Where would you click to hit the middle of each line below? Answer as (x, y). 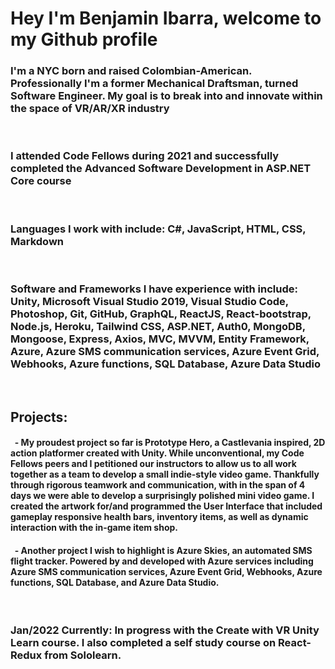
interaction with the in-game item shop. (94, 528)
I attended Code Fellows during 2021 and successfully (145, 156)
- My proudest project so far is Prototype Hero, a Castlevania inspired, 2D (170, 443)
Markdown (37, 241)
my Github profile (84, 39)
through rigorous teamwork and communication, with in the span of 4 (158, 485)
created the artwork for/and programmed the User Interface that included (166, 506)
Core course (41, 181)
